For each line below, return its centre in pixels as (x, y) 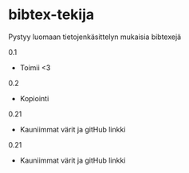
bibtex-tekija (51, 15)
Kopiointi (34, 98)
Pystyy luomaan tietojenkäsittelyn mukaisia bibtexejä (95, 37)
